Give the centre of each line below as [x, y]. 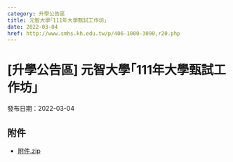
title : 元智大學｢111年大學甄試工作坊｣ [57, 20]
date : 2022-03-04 [33, 27]
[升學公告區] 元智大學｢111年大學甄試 [111, 70]
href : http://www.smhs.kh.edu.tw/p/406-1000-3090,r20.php [94, 33]
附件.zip [29, 151]
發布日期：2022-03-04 [41, 109]
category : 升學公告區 [36, 14]
